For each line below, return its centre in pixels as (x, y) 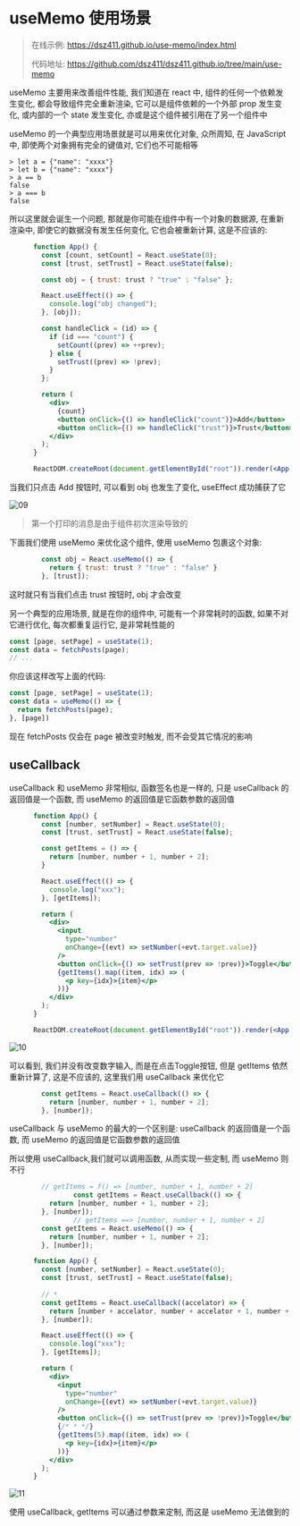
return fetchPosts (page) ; (66, 710)
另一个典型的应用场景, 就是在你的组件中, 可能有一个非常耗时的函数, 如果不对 (149, 613)
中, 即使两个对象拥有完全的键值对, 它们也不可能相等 (104, 145)
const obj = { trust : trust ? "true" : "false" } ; (137, 280)
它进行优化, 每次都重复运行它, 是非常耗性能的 (92, 624)
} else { (65, 353)
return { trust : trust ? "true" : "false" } (133, 568)
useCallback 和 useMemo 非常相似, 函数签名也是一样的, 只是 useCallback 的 (149, 787)
